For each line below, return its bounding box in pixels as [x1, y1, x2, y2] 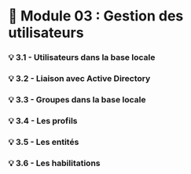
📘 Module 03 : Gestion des [8, 7, 184, 25]
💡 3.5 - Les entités [8, 136, 79, 147]
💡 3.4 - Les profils [8, 115, 78, 126]
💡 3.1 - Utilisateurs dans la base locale [8, 52, 156, 63]
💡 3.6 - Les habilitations [8, 157, 101, 168]
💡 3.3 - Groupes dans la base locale [8, 94, 146, 105]
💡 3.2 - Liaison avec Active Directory [8, 73, 151, 84]
